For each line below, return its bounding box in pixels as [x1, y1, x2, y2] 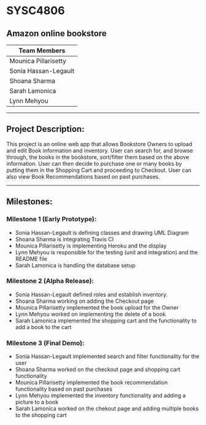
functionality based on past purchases [15, 385, 113, 393]
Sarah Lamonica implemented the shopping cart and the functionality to [15, 317, 197, 324]
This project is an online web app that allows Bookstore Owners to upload [6, 140, 193, 147]
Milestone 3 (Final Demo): [6, 338, 85, 347]
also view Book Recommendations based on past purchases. [6, 173, 161, 180]
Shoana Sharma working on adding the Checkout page [15, 297, 154, 305]
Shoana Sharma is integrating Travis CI [15, 235, 114, 243]
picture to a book [15, 399, 59, 406]
